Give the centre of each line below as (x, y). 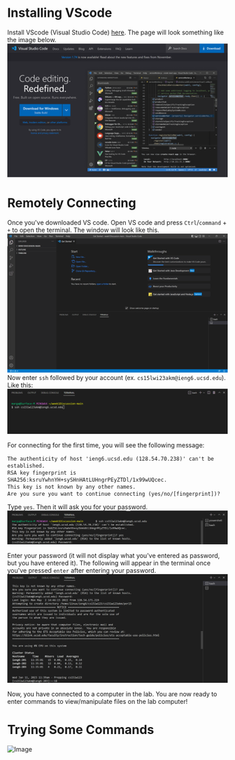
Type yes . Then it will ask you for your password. (78, 507)
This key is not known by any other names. (72, 487)
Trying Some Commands (81, 730)
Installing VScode (60, 13)
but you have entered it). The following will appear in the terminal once (109, 563)
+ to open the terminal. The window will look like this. (83, 230)
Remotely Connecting (72, 203)
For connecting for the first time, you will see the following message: (106, 445)
